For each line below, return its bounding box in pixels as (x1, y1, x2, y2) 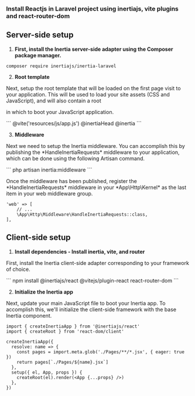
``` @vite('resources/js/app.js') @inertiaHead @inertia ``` (6, 119, 142, 127)
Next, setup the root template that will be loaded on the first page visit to (6, 84, 181, 92)
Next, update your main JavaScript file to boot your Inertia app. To (6, 299, 166, 307)
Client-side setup (6, 233, 71, 243)
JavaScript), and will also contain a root (6, 97, 101, 104)
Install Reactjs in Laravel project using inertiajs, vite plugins (6, 5, 179, 13)
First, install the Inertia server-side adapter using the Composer (14, 46, 173, 53)
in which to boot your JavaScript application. (6, 108, 114, 115)
